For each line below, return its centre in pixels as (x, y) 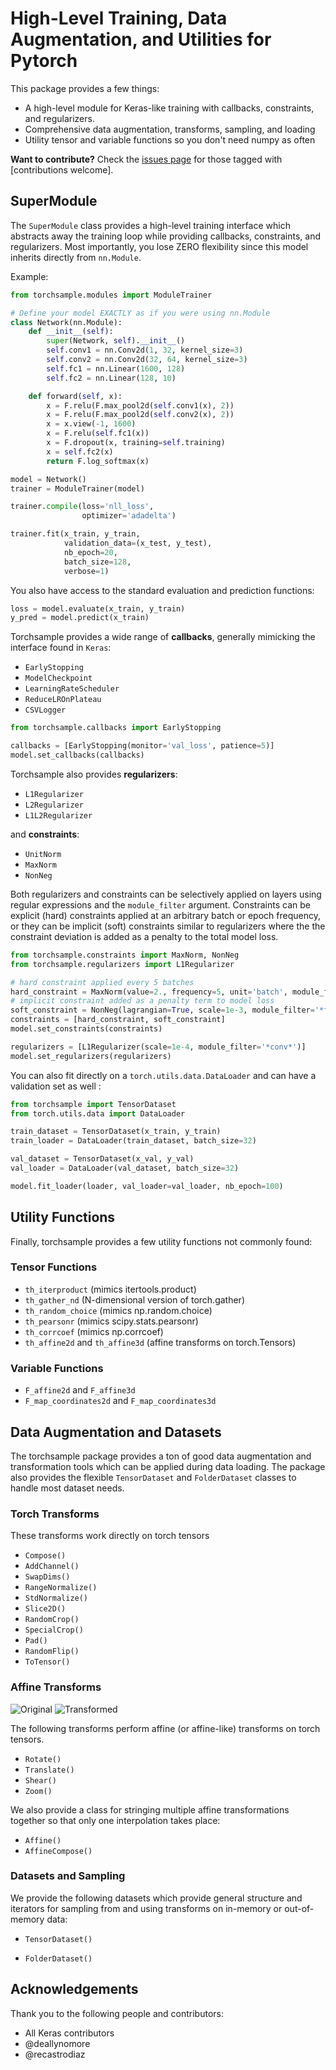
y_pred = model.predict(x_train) (80, 618)
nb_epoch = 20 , (90, 552)
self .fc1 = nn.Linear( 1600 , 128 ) (116, 368)
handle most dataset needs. (67, 1488)
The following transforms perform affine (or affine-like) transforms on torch (165, 1728)
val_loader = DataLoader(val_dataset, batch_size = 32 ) (125, 1168)
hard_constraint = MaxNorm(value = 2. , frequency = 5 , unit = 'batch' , (149, 992)
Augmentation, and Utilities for (141, 39)
